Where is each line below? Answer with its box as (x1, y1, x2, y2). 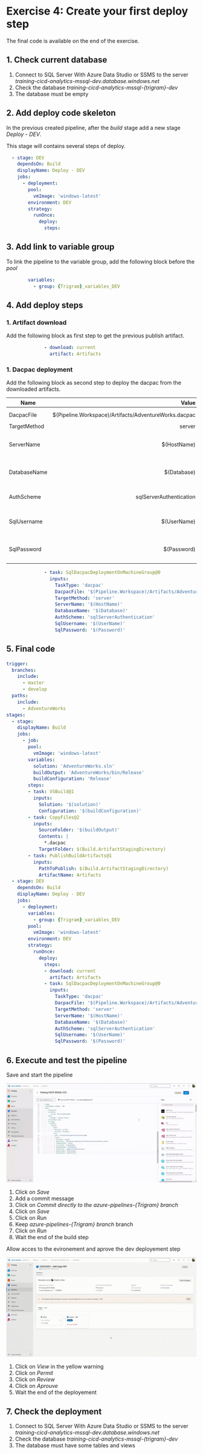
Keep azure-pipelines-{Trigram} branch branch (14, 1221, 134, 1228)
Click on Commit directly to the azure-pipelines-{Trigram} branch (14, 1202, 178, 1209)
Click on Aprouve (14, 1382, 59, 1390)
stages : (6, 712, 26, 718)
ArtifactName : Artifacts (38, 872, 101, 878)
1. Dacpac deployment (6, 365, 73, 374)
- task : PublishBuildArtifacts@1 (28, 853, 112, 859)
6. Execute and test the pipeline (6, 1055, 127, 1066)
